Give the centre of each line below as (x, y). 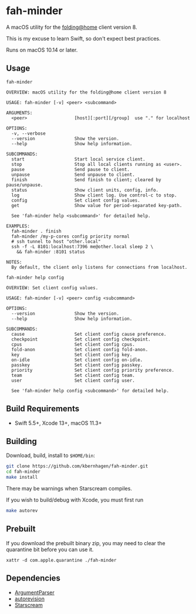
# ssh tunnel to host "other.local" (56, 241)
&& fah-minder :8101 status (51, 252)
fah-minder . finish (36, 231)
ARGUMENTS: (19, 113)
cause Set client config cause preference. (89, 334)
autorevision (30, 599)
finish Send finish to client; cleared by (86, 180)
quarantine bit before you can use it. (50, 549)
